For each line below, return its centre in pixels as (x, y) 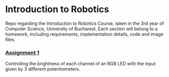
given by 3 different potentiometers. (43, 69)
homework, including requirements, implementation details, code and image (84, 34)
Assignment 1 (22, 53)
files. (10, 40)
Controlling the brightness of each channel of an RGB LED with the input (80, 64)
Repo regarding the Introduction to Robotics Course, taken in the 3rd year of (85, 23)
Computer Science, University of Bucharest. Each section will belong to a (81, 28)
